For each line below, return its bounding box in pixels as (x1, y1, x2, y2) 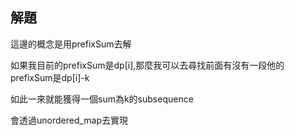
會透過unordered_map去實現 (10, 114, 129, 126)
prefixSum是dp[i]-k (10, 71, 90, 83)
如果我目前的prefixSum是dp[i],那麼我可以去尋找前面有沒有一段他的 (10, 59, 285, 71)
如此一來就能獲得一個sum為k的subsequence (10, 93, 194, 105)
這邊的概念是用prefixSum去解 (10, 38, 132, 50)
